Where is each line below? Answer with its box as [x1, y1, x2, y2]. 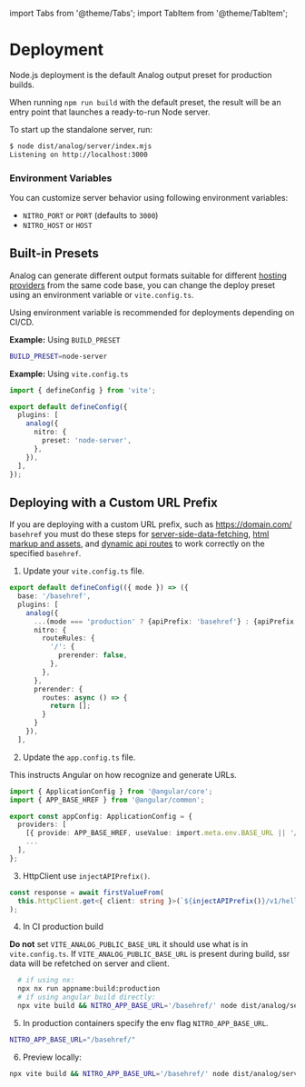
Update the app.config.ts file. [22, 752, 136, 763]
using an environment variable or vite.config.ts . [9, 289, 194, 300]
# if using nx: [17, 976, 75, 985]
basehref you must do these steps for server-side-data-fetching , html [9, 529, 270, 540]
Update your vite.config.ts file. [22, 565, 145, 576]
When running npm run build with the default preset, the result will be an [9, 96, 281, 107]
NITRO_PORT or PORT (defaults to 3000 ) [22, 209, 159, 221]
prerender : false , [57, 651, 128, 660]
